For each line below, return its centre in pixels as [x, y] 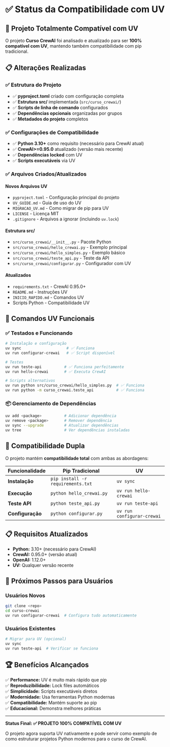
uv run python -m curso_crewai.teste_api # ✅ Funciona [75, 390]
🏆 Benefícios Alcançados [47, 665]
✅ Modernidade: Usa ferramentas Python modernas [60, 697]
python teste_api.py [75, 503]
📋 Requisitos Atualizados [47, 534]
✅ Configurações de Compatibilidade [52, 132]
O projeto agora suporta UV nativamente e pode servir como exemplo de [81, 733]
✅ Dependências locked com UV [47, 155]
